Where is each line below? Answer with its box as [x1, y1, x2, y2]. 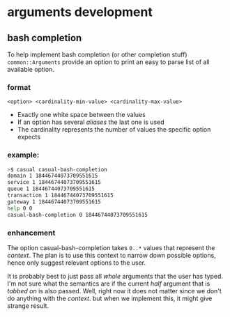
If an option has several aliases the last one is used [17, 118, 165, 126]
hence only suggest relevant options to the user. [7, 258, 146, 267]
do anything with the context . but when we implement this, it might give [7, 294, 213, 302]
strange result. [7, 301, 49, 310]
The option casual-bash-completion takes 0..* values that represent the [7, 243, 215, 252]
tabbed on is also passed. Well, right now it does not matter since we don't [7, 286, 222, 295]
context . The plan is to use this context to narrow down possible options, [7, 251, 216, 259]
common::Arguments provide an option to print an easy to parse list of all [7, 58, 210, 66]
